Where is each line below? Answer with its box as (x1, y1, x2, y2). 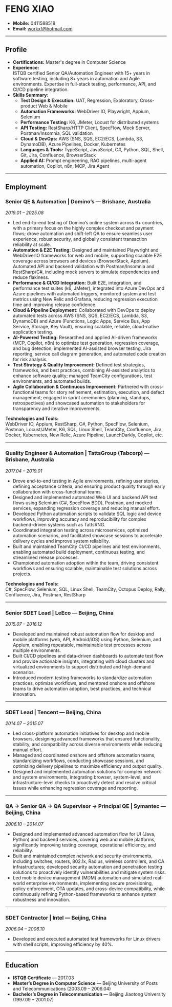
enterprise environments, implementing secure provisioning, (26, 880, 153, 886)
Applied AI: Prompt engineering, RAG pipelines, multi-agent (20, 157, 147, 164)
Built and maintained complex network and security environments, (12, 853, 153, 859)
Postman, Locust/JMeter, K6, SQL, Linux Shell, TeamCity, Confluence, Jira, (5, 427, 163, 433)
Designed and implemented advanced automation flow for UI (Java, (12, 831, 156, 837)
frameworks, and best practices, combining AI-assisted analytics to (12, 367, 156, 374)
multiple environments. (12, 647, 61, 653)
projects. (12, 571, 32, 577)
